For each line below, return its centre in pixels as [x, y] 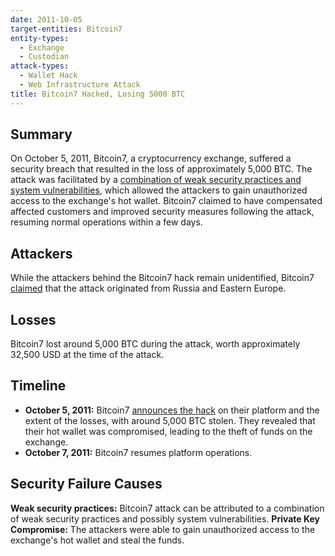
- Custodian [44, 57]
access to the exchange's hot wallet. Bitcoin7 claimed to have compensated [166, 201]
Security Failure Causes [86, 484]
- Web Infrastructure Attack [80, 85]
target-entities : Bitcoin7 [66, 29]
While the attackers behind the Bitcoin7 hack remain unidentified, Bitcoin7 [162, 278]
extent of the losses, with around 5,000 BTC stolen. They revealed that [170, 420]
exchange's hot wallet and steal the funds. [97, 540]
